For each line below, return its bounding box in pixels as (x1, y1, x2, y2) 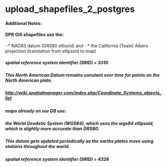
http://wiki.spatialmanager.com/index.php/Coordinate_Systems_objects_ (5, 90, 162, 96)
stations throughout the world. (5, 144, 70, 150)
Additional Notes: (5, 20, 42, 26)
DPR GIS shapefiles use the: (5, 31, 64, 38)
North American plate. (5, 77, 53, 83)
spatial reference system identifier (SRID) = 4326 (5, 156, 109, 162)
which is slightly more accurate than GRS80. (5, 126, 99, 132)
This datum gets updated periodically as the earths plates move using (5, 138, 154, 144)
